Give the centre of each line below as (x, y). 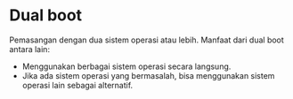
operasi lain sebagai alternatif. (77, 85)
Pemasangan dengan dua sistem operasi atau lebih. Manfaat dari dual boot (147, 40)
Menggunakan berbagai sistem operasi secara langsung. (126, 66)
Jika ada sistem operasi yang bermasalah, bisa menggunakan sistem (148, 75)
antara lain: (30, 49)
